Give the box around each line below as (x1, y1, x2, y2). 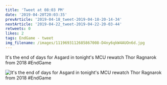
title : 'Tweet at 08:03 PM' (5, 7, 65, 13)
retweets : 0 (5, 26, 31, 31)
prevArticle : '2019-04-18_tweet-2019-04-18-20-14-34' (5, 17, 123, 22)
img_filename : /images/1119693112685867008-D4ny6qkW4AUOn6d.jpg (5, 40, 145, 46)
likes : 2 (5, 31, 24, 36)
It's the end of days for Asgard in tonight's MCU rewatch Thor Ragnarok (5, 54, 157, 60)
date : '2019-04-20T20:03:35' (5, 12, 67, 17)
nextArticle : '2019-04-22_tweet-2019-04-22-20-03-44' (5, 21, 123, 27)
